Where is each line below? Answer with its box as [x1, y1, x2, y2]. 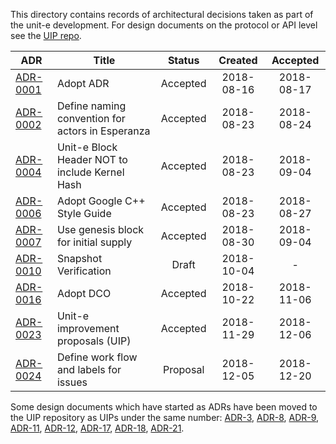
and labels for [56, 363, 122, 376]
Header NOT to [56, 153, 128, 166]
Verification [56, 264, 112, 278]
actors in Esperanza [56, 124, 151, 138]
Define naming [56, 99, 127, 113]
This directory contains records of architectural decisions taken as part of [10, 9, 314, 20]
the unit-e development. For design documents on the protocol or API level [10, 19, 318, 31]
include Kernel [56, 165, 125, 179]
